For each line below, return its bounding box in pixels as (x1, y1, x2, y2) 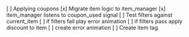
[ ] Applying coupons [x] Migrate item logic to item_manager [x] (6, 5, 166, 12)
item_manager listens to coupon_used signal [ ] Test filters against (6, 11, 173, 18)
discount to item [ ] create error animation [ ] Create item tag (6, 24, 159, 31)
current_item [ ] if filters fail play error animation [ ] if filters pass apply (6, 18, 183, 24)
